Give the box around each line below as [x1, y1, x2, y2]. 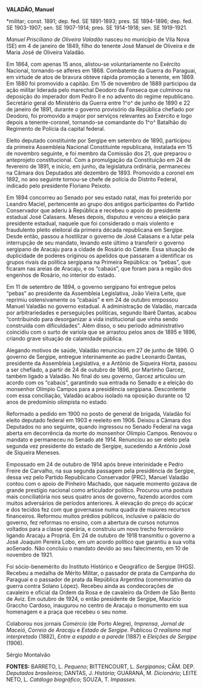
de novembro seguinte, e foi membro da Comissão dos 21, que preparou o [6, 150, 192, 157]
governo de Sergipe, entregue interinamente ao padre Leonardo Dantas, [6, 353, 187, 360]
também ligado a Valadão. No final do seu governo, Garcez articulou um [6, 373, 186, 379]
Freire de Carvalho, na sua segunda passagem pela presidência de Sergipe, [6, 467, 196, 474]
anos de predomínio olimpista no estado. [6, 398, 108, 406]
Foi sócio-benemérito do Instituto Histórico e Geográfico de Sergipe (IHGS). [6, 563, 196, 570]
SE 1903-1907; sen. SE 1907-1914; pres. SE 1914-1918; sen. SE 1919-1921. [6, 24, 188, 31]
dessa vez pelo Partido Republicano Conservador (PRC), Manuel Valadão [6, 474, 189, 480]
